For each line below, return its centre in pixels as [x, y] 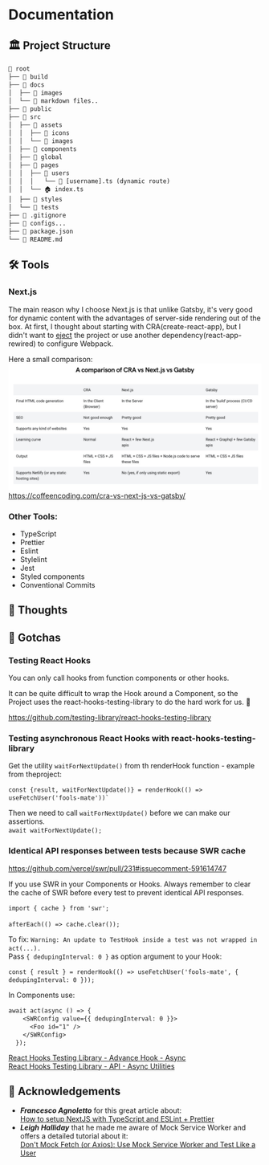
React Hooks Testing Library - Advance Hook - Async [97, 1057]
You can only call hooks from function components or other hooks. [119, 678]
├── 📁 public [30, 109]
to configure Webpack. [75, 344]
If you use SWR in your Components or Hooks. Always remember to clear [130, 884]
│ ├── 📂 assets [35, 125]
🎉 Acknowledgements [65, 1092]
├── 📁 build [28, 77]
